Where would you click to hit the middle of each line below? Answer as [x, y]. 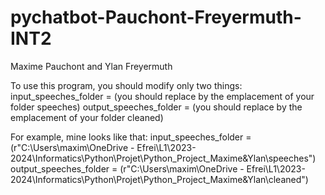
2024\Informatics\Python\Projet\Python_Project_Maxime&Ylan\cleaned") [159, 179]
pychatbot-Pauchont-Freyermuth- [156, 17]
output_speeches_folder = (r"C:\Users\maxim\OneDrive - [127, 168]
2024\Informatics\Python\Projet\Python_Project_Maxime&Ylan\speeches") [163, 158]
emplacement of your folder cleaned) [87, 117]
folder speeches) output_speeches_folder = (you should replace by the [156, 107]
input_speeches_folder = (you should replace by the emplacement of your [162, 96]
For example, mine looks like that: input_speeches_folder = [131, 137]
